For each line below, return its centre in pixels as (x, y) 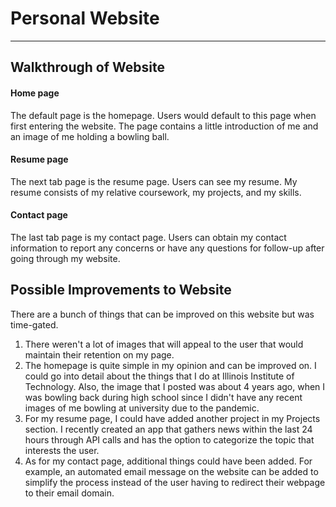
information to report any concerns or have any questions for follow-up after (167, 248)
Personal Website (85, 18)
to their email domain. (69, 493)
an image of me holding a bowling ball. (90, 136)
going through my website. (65, 258)
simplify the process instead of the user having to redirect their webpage (175, 482)
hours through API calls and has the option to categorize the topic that (169, 439)
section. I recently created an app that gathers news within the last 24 (168, 429)
